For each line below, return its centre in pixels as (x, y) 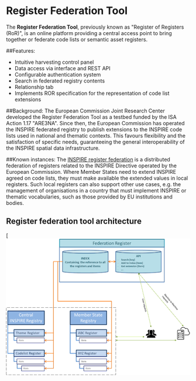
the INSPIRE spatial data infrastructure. (53, 148)
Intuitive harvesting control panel (54, 62)
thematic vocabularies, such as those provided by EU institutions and (89, 197)
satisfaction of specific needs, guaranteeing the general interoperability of (96, 142)
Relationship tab (34, 87)
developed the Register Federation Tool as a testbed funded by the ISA (91, 117)
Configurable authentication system (58, 74)
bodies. (15, 202)
